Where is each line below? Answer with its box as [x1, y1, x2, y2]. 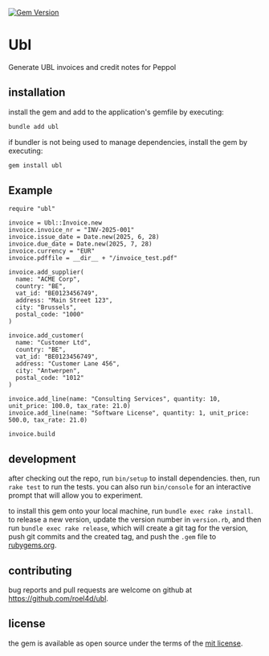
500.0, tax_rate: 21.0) [8, 416, 88, 424]
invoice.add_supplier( [8, 268, 84, 277]
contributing [8, 563, 72, 577]
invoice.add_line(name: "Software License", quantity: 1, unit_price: [8, 409, 250, 418]
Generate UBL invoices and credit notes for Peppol [8, 62, 177, 72]
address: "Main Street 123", [15, 296, 113, 305]
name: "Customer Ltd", [15, 339, 92, 347]
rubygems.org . [8, 540, 57, 551]
